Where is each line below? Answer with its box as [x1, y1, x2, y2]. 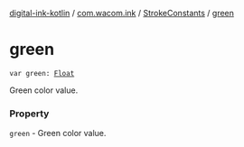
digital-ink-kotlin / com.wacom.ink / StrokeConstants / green [9, 8, 235, 18]
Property [9, 107, 50, 120]
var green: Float [9, 69, 75, 78]
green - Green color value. [9, 128, 107, 139]
